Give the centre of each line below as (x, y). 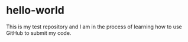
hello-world (35, 10)
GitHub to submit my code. (39, 33)
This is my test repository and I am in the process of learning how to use (94, 27)
